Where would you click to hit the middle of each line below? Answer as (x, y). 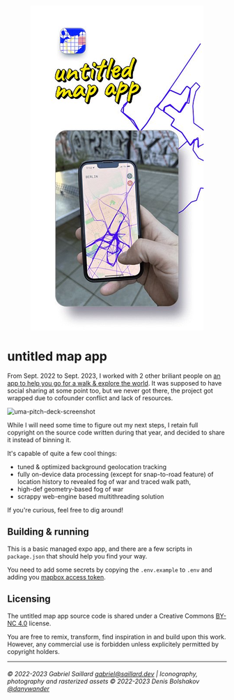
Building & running (48, 532)
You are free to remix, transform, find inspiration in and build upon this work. (117, 637)
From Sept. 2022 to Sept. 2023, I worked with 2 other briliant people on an (114, 376)
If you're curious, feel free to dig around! (65, 510)
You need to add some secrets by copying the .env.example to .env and (110, 570)
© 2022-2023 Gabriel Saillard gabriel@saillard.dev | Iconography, (103, 674)
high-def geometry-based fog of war (70, 489)
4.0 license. (34, 623)
